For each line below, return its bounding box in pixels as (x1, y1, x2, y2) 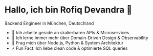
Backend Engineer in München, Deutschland (4, 20, 94, 26)
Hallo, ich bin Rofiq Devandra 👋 (4, 4, 132, 15)
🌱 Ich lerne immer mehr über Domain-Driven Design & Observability (11, 35, 149, 41)
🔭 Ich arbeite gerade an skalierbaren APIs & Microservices (11, 29, 129, 35)
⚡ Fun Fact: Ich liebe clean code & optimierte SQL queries (11, 45, 128, 51)
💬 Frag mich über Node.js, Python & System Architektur (11, 40, 124, 45)
